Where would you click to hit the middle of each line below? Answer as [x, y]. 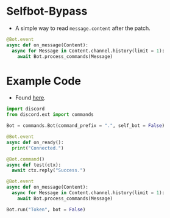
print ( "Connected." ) [38, 148]
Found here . [30, 98]
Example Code [44, 81]
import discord [26, 109]
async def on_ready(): [35, 142]
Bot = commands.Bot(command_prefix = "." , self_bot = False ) [86, 126]
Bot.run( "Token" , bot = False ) [46, 209]
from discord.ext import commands [50, 115]
